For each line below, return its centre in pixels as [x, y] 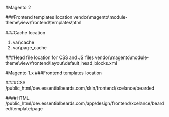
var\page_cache [30, 48]
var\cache [23, 42]
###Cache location [25, 32]
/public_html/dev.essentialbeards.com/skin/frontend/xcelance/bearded [80, 88]
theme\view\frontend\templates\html [44, 23]
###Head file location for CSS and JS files [50, 57]
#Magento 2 [18, 7]
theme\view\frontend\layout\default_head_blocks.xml [61, 63]
